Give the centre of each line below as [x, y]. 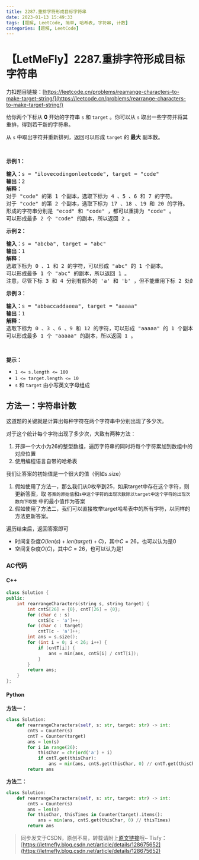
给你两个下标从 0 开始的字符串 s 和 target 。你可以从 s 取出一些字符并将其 [97, 117]
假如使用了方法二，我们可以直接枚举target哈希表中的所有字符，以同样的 [102, 509]
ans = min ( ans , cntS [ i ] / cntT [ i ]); [94, 653]
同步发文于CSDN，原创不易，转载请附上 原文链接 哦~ [84, 838]
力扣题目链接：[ [25, 92]
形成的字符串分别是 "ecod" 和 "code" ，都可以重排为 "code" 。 [90, 211]
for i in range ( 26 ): [53, 747]
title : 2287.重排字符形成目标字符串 [46, 12]
